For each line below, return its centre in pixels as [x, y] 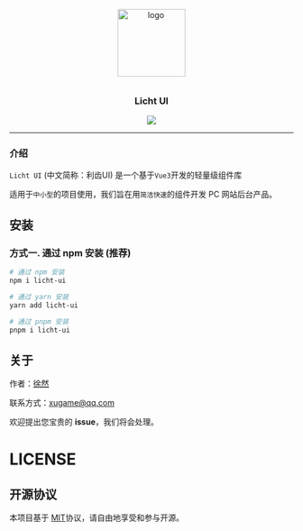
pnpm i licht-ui [40, 330]
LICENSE [43, 459]
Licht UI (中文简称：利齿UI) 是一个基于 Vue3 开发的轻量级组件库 [126, 175]
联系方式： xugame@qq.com [62, 403]
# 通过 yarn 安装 [39, 298]
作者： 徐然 [29, 384]
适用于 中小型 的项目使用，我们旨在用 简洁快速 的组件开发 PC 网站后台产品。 [143, 194]
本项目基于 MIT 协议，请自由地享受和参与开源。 [97, 517]
